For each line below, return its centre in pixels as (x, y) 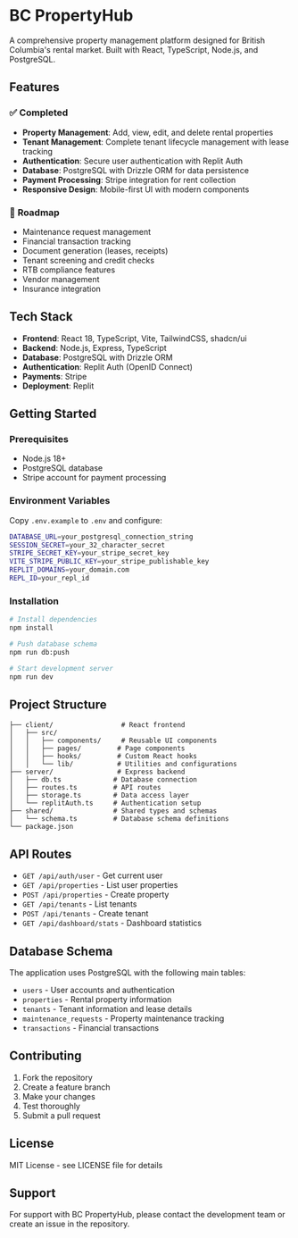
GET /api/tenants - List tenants (79, 904)
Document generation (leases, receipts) (95, 250)
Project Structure (58, 704)
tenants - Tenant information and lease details (107, 1008)
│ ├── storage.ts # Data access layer (99, 796)
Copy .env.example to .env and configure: (86, 520)
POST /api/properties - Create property (95, 895)
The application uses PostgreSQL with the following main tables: (128, 972)
